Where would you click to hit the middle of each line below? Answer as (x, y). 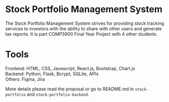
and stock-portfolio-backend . (58, 94)
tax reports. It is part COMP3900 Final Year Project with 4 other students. (81, 34)
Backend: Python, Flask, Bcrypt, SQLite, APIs (52, 74)
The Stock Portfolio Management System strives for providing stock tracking (85, 23)
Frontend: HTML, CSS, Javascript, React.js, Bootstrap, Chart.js (70, 68)
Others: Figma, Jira (25, 79)
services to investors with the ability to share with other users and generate (84, 28)
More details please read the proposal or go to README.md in (70, 89)
